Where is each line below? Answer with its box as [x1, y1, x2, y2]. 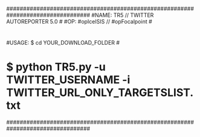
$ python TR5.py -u [6, 60, 106, 74]
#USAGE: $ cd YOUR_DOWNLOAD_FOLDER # [6, 39, 120, 46]
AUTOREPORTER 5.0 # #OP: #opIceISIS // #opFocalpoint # [6, 18, 152, 25]
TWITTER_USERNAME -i [6, 73, 131, 87]
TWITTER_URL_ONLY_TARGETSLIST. [6, 86, 194, 100]
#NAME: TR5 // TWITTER [91, 11, 154, 19]
